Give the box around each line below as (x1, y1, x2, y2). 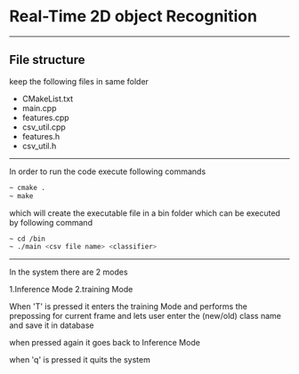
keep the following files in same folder (9, 76, 149, 86)
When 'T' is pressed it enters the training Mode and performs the (9, 301, 247, 312)
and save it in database (9, 320, 94, 330)
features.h (21, 131, 61, 141)
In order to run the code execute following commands (9, 166, 206, 177)
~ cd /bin (9, 234, 46, 243)
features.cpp (21, 112, 69, 123)
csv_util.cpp (21, 122, 67, 132)
